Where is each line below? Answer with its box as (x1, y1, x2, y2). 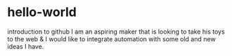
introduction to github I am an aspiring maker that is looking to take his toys (7, 27, 225, 36)
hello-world (7, 4, 77, 20)
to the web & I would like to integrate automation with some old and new (7, 34, 216, 43)
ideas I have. (7, 42, 44, 50)
